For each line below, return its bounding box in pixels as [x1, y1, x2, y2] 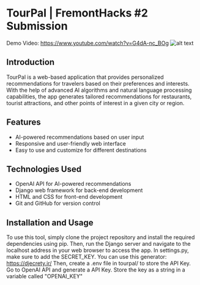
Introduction [6, 57, 55, 67]
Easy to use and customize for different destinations [15, 146, 147, 154]
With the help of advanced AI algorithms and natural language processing [6, 86, 192, 94]
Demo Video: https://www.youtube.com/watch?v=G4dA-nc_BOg [6, 39, 169, 46]
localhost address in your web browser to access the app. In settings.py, [6, 246, 189, 254]
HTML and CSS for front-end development [15, 193, 123, 201]
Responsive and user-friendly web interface [15, 139, 127, 147]
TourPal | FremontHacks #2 [6, 6, 149, 20]
